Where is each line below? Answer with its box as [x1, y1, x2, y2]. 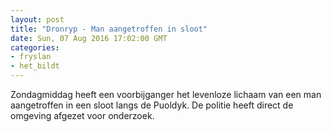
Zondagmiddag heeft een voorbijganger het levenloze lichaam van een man [10, 89, 322, 100]
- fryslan [10, 52, 52, 62]
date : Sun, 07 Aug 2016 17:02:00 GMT [10, 33, 168, 43]
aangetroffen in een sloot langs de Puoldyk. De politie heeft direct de [10, 99, 294, 111]
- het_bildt [10, 61, 60, 71]
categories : [10, 42, 60, 53]
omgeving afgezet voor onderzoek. [10, 110, 155, 121]
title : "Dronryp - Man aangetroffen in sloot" [10, 24, 208, 34]
